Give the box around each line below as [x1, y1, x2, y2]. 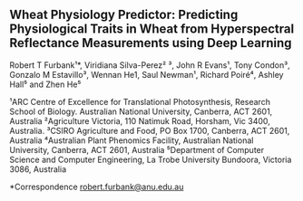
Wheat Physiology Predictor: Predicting [9, 7, 239, 23]
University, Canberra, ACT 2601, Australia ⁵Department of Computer [9, 144, 265, 155]
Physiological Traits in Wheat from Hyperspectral [9, 22, 295, 37]
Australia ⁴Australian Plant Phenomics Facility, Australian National [9, 135, 254, 146]
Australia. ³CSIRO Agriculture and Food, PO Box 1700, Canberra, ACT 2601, [9, 125, 290, 136]
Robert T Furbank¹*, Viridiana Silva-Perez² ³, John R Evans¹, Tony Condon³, [9, 59, 290, 71]
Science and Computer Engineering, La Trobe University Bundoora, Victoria [9, 154, 292, 165]
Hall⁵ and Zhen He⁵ [9, 79, 82, 90]
